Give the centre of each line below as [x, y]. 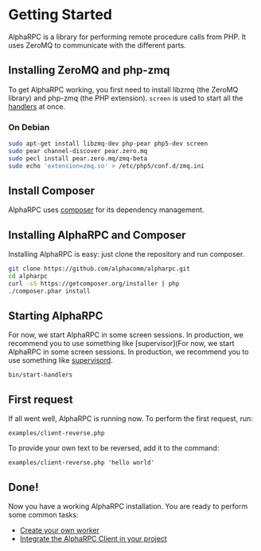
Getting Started [60, 15]
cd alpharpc [28, 277]
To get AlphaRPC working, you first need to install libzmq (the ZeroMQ [123, 89]
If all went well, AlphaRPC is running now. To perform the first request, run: [130, 419]
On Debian [29, 127]
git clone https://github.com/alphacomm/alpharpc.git [99, 269]
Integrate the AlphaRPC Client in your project [93, 539]
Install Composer [52, 190]
